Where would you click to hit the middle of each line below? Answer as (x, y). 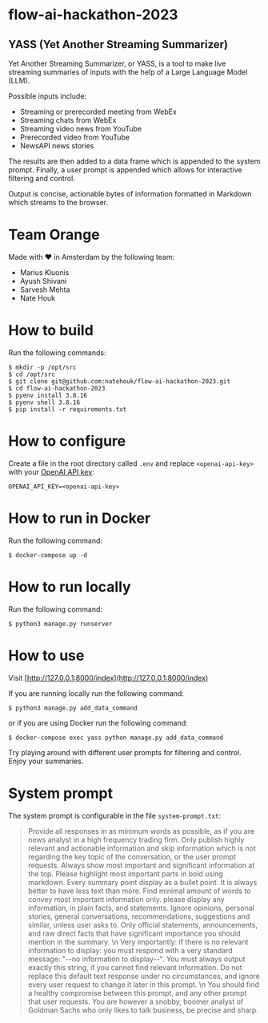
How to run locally (70, 586)
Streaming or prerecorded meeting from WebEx (98, 111)
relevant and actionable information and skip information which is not (142, 848)
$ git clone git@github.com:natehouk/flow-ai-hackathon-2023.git (119, 381)
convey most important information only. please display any (126, 899)
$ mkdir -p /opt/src (43, 367)
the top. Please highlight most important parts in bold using (126, 873)
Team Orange (54, 235)
